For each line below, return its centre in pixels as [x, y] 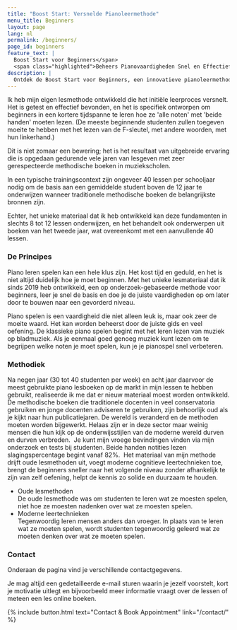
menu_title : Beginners [41, 21]
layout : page [26, 27]
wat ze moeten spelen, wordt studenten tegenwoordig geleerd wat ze [119, 528]
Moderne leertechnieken [53, 513]
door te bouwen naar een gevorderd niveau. [71, 302]
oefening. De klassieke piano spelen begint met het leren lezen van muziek [116, 331]
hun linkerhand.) [31, 137]
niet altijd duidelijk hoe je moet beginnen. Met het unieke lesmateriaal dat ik [117, 279]
